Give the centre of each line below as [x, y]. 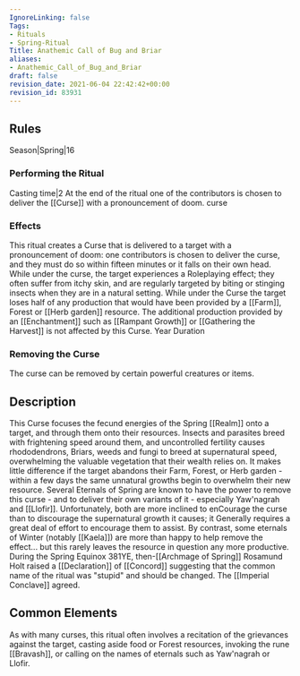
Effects [26, 226]
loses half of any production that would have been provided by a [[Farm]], [146, 302]
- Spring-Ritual [39, 43]
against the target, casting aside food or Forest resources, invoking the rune [150, 644]
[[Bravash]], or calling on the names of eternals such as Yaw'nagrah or [140, 654]
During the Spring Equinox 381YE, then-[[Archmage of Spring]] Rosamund [146, 557]
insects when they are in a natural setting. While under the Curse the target [148, 293]
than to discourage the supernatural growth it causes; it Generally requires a [150, 518]
